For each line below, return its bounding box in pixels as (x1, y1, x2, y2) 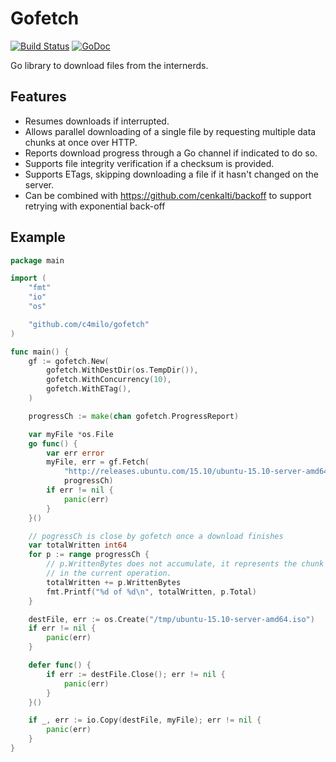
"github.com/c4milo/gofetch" (28, 319, 150, 329)
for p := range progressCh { (28, 550, 150, 560)
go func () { (28, 438, 78, 449)
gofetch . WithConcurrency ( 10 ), (46, 375, 172, 385)
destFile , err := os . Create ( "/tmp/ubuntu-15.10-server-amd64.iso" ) (28, 614, 315, 624)
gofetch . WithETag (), (46, 384, 132, 394)
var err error (46, 448, 105, 458)
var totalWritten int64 (28, 540, 128, 551)
